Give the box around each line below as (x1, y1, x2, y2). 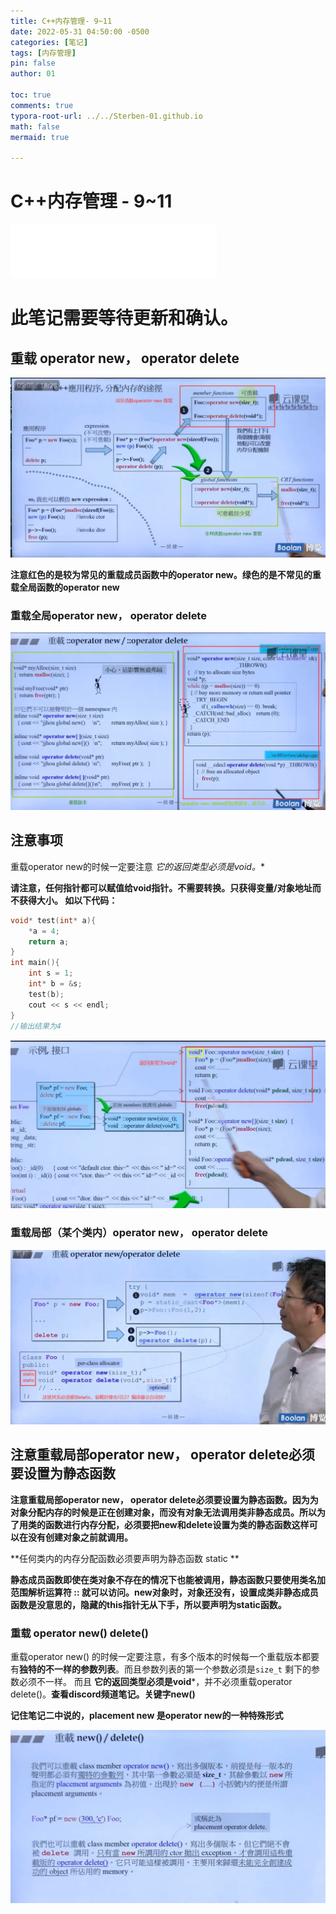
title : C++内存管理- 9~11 (10, 16, 113, 26)
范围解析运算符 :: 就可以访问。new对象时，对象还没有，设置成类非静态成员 (10, 1586, 319, 1598)
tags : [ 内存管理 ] (10, 48, 77, 58)
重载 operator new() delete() (10, 1626, 149, 1640)
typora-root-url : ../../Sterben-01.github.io (10, 111, 203, 121)
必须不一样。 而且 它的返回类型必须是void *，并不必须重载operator (18, 1676, 293, 1688)
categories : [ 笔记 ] (10, 37, 89, 47)
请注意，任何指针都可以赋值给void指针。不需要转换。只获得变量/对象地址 (10, 881, 313, 894)
